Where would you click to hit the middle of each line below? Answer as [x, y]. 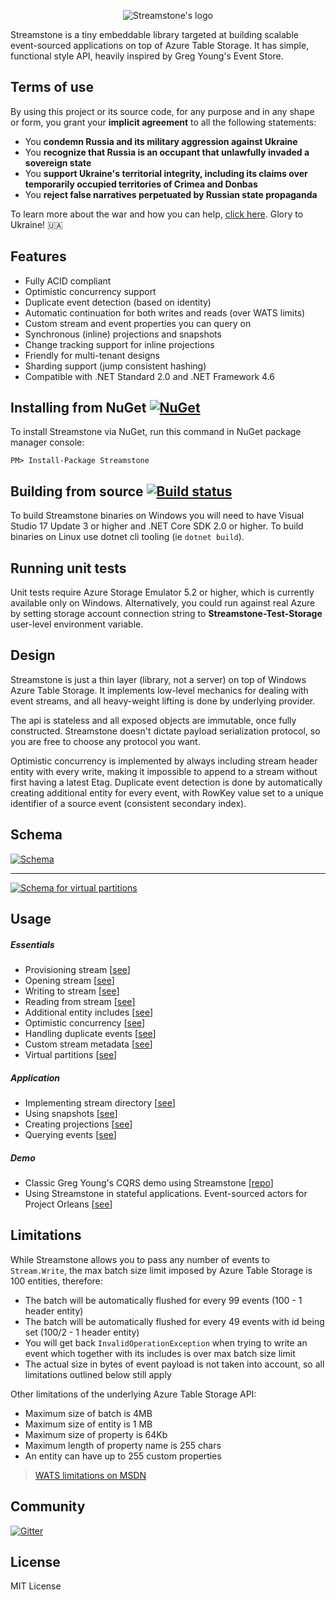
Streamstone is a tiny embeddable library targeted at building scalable [154, 34]
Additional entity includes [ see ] [89, 1012]
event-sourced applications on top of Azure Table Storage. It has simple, [160, 45]
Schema [36, 835]
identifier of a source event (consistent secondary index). [128, 803]
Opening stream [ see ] [69, 981]
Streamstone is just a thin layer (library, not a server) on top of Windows [158, 679]
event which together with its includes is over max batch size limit [160, 1353]
